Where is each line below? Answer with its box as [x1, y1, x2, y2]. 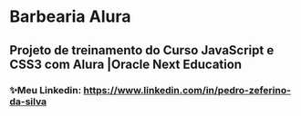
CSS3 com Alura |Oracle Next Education [9, 56, 243, 72]
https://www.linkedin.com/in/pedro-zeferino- [83, 83, 292, 96]
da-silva [9, 95, 47, 108]
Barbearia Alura [9, 6, 131, 27]
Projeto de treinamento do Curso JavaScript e [9, 43, 275, 58]
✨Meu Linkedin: [9, 83, 82, 96]
